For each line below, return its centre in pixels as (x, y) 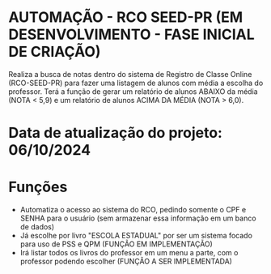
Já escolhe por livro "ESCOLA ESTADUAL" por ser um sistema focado (136, 236)
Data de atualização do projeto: (115, 133)
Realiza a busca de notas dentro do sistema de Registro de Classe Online (130, 74)
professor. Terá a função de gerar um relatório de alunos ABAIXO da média (133, 91)
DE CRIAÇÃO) (55, 52)
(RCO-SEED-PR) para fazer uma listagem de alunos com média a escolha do (136, 83)
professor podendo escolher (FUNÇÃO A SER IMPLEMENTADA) (126, 261)
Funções (38, 187)
